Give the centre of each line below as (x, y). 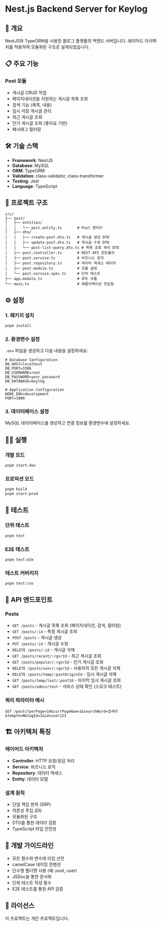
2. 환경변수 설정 (22, 339)
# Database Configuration (31, 360)
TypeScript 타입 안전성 (34, 828)
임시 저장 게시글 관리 (32, 111)
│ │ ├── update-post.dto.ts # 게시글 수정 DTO (57, 242)
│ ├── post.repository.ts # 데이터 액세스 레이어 (60, 263)
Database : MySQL (31, 165)
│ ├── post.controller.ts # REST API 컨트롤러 (60, 253)
